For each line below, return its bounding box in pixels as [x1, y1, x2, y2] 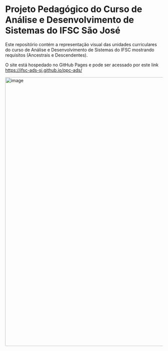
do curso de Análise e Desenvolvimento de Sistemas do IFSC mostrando [5, 47, 154, 53]
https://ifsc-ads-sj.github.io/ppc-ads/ [5, 67, 82, 73]
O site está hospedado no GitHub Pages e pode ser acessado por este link [5, 62, 159, 68]
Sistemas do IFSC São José [5, 25, 121, 36]
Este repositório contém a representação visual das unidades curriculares [5, 41, 157, 47]
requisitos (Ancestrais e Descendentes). [5, 52, 88, 58]
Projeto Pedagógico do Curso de [5, 4, 142, 15]
